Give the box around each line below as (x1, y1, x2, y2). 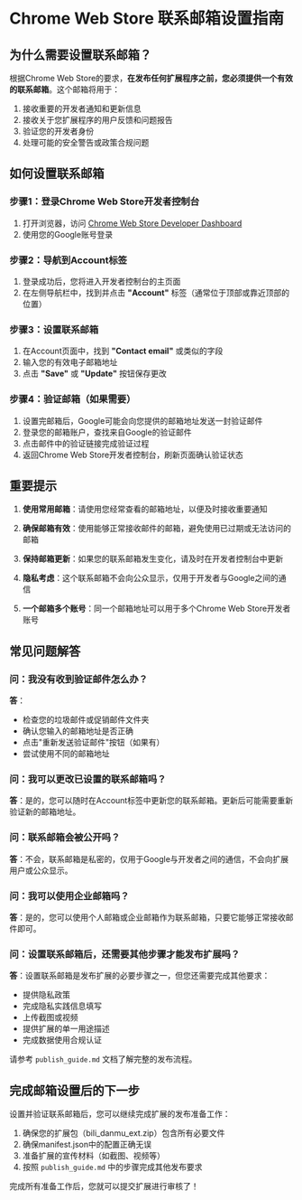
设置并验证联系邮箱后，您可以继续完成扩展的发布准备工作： (9, 1109, 231, 1120)
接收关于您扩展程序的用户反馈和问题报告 (22, 115, 173, 125)
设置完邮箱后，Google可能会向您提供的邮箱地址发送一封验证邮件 (22, 415, 263, 426)
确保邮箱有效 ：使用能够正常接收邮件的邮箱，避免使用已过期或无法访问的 (22, 523, 291, 534)
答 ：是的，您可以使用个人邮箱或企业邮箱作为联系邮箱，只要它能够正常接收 (9, 912, 286, 923)
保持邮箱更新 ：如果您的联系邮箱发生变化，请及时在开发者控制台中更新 (22, 553, 284, 565)
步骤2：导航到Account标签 (9, 254, 128, 267)
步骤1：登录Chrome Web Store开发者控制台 (9, 195, 200, 208)
